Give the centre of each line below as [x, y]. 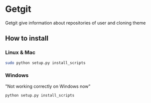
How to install [27, 38]
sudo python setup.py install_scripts [45, 63]
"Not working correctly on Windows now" [48, 86]
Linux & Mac [20, 52]
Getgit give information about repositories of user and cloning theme [75, 23]
